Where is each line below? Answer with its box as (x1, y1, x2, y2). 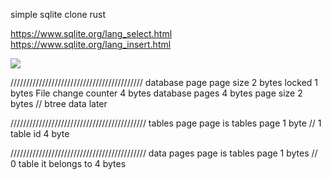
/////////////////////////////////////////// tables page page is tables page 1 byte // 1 (10, 117, 322, 129)
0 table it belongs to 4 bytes (10, 158, 127, 169)
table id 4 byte (10, 128, 70, 139)
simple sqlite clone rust (10, 9, 107, 20)
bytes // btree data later (10, 98, 108, 109)
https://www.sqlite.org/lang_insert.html (10, 39, 172, 50)
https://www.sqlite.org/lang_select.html (10, 28, 173, 39)
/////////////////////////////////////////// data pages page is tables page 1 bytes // (10, 147, 318, 159)
